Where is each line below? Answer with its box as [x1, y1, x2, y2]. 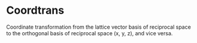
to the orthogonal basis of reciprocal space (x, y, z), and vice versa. [6, 29, 173, 36]
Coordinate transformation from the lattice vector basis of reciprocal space [6, 23, 192, 30]
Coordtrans [6, 4, 65, 17]
